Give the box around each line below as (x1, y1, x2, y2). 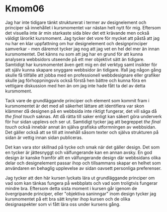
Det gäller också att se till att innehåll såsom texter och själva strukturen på (5, 129, 159, 135)
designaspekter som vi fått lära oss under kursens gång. (5, 201, 121, 207)
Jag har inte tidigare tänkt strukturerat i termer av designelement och (5, 19, 147, 25)
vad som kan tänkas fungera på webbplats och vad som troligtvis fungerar (5, 180, 158, 186)
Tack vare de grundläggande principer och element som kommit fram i (5, 97, 150, 103)
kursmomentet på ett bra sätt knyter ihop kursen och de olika (5, 196, 131, 202)
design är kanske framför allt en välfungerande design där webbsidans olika (5, 154, 161, 160)
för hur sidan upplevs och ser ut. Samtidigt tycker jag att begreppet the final (5, 119, 161, 125)
